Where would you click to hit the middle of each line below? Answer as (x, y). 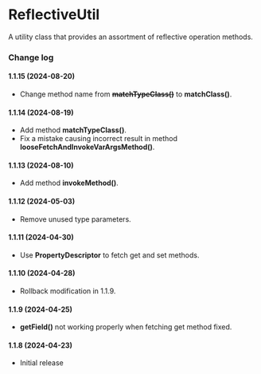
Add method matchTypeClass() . (73, 130)
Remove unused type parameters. (75, 219)
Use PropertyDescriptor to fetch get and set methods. (109, 255)
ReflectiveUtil (54, 15)
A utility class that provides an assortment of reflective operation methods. (130, 37)
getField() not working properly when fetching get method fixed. (126, 327)
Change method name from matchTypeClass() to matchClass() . (126, 94)
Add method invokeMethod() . (69, 183)
